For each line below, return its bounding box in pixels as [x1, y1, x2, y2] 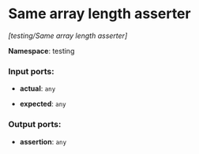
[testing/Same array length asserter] [8, 31, 128, 40]
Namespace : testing [8, 46, 75, 55]
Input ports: [8, 66, 54, 77]
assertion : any [19, 137, 67, 146]
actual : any [19, 84, 56, 93]
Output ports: [8, 119, 62, 130]
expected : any [19, 100, 67, 109]
